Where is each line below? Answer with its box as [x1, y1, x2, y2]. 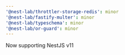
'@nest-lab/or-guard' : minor [5, 25, 79, 32]
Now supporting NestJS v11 [5, 42, 74, 49]
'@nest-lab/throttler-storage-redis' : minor [5, 8, 119, 15]
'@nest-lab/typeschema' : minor [5, 20, 84, 26]
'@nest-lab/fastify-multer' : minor [5, 14, 95, 20]
